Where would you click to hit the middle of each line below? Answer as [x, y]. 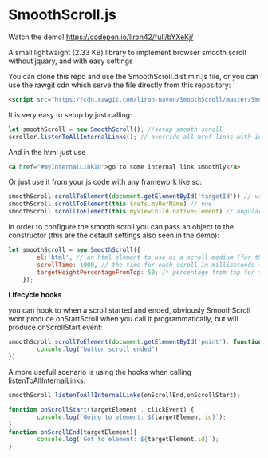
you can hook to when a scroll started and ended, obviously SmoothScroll [130, 310]
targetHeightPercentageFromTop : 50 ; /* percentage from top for [146, 272]
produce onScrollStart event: [55, 327]
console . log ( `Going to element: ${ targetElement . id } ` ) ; [132, 417]
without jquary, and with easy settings [71, 61]
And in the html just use [47, 152]
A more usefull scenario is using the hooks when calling [100, 372]
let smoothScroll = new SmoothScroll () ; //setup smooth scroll [116, 129]
